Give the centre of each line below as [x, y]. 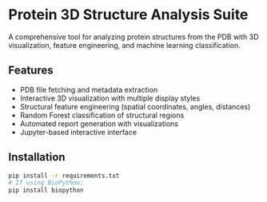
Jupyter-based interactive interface [78, 132]
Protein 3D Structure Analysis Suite [128, 15]
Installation [37, 157]
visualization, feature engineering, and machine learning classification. [125, 45]
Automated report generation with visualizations [99, 123]
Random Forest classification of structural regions [102, 115]
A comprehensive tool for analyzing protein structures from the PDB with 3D [133, 37]
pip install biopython [46, 190]
